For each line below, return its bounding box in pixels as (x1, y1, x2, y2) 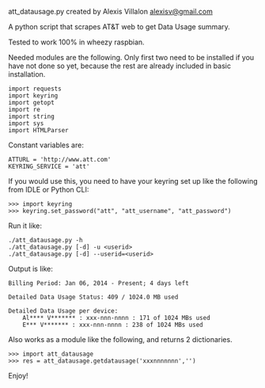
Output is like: (8, 264, 53, 273)
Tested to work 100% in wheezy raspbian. (8, 37, 145, 47)
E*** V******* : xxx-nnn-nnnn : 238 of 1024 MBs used (22, 321, 203, 329)
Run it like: (8, 221, 42, 230)
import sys (8, 120, 44, 127)
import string (8, 112, 55, 120)
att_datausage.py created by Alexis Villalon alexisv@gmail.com (8, 7, 214, 16)
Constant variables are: (8, 140, 85, 150)
